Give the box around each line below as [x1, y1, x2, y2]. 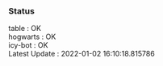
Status [8, 6, 35, 17]
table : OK [8, 24, 42, 33]
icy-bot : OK [8, 41, 48, 50]
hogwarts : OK [8, 32, 56, 41]
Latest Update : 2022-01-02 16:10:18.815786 [8, 49, 155, 59]
